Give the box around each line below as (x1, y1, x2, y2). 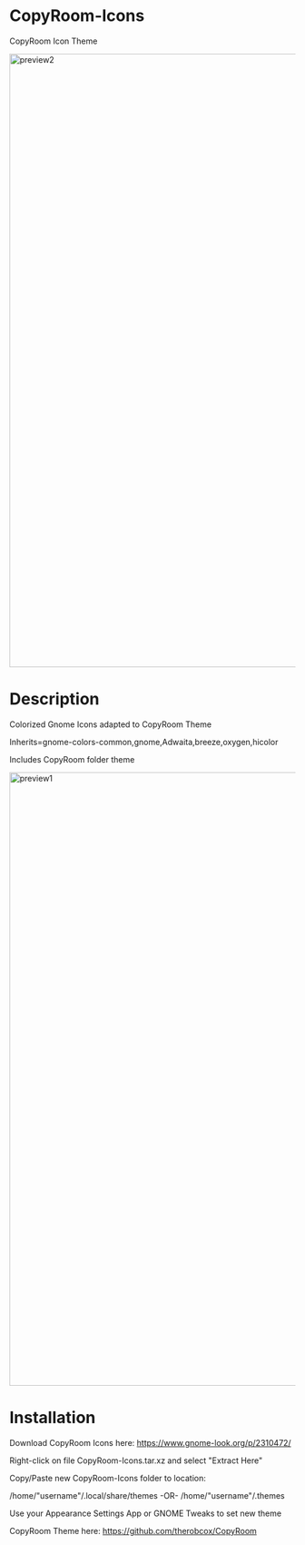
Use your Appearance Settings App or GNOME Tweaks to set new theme (9, 1508, 282, 1519)
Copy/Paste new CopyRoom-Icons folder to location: (9, 1472, 206, 1483)
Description (9, 689, 100, 710)
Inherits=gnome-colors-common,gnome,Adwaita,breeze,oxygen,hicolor (9, 736, 279, 747)
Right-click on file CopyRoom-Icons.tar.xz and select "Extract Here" (9, 1455, 263, 1466)
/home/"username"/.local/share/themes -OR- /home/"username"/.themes (9, 1490, 285, 1500)
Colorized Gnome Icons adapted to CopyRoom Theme (9, 719, 212, 730)
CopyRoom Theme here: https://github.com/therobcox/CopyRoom (9, 1525, 257, 1536)
